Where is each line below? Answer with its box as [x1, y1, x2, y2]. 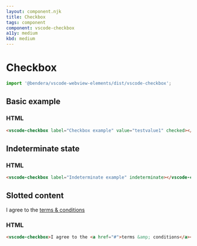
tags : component [6, 19, 46, 25]
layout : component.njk [6, 8, 62, 15]
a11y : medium [6, 30, 38, 36]
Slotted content [6, 191, 64, 201]
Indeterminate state [6, 143, 80, 153]
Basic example [6, 97, 60, 107]
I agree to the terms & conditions [6, 206, 85, 213]
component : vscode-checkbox [6, 25, 75, 31]
